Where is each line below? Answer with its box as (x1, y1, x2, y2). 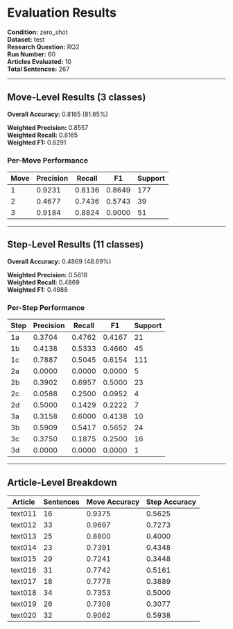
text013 (10, 531, 37, 541)
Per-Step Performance (7, 302, 85, 312)
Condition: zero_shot (7, 28, 68, 36)
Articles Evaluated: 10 (7, 57, 71, 65)
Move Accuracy (86, 497, 140, 507)
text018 (10, 587, 37, 597)
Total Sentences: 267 (7, 65, 70, 73)
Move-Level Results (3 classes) (7, 92, 146, 104)
